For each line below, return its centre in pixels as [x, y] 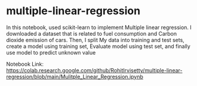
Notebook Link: [25, 64]
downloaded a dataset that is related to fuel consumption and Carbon [92, 33]
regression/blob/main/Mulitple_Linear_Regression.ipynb [75, 77]
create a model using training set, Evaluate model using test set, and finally [98, 46]
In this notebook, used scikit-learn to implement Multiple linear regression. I [99, 27]
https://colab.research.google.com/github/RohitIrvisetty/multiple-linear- [94, 70]
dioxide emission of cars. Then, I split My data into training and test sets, [96, 40]
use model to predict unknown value [51, 52]
